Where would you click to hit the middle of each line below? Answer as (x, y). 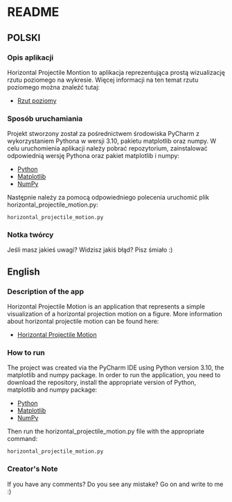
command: (23, 439)
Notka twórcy (30, 235)
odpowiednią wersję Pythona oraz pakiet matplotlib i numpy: (93, 156)
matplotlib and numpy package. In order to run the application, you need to (114, 375)
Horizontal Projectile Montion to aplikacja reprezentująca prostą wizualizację (116, 72)
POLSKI (24, 38)
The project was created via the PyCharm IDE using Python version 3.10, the (116, 367)
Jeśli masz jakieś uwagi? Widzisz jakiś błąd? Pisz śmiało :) (90, 250)
